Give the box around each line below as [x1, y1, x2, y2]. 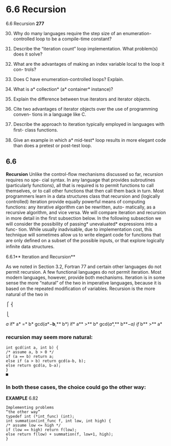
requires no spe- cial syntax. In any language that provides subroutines [6, 177, 155, 183]
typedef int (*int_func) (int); [6, 414, 75, 419]
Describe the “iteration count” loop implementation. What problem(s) [13, 45, 158, 51]
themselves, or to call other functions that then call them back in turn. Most [6, 188, 164, 194]
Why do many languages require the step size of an [13, 30, 122, 36]
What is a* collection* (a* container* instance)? [13, 86, 113, 92]
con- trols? [13, 66, 36, 72]
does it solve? [13, 51, 43, 57]
